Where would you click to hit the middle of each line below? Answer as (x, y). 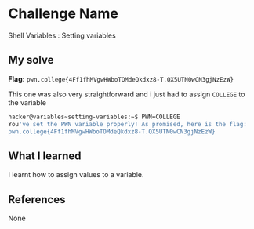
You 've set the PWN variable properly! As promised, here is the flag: (127, 124)
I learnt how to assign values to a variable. (76, 175)
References (37, 200)
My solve (31, 60)
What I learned (45, 156)
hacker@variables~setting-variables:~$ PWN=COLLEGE (94, 117)
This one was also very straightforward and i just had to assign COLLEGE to (127, 94)
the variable (27, 102)
